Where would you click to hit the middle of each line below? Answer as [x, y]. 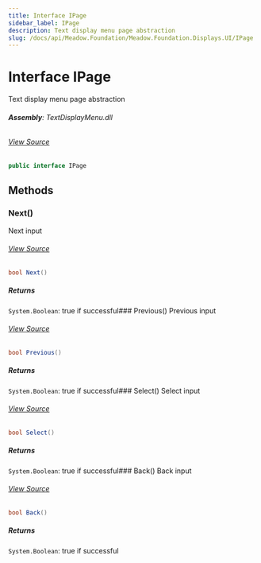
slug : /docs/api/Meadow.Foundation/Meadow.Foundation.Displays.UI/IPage [131, 38]
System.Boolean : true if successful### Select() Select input [104, 390]
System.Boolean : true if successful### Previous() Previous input [112, 310]
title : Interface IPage [48, 16]
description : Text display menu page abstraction [92, 30]
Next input [25, 231]
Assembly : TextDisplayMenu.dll [61, 117]
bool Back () [28, 513]
